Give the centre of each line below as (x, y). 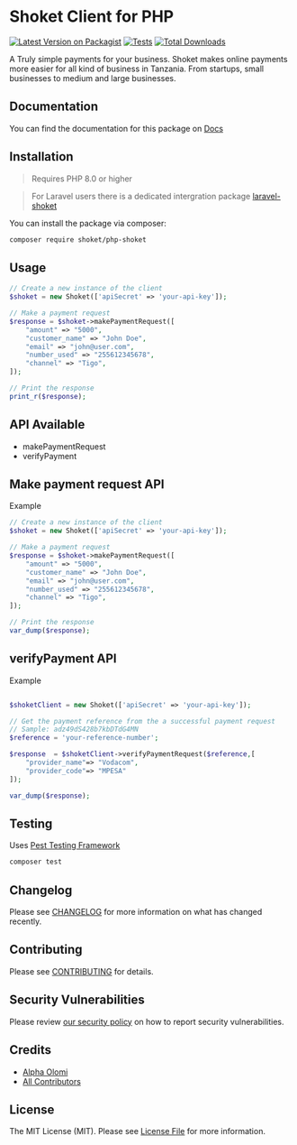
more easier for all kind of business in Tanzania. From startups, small (137, 69)
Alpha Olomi (45, 1072)
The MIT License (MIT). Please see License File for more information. (137, 1131)
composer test (36, 862)
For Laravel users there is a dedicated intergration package (141, 196)
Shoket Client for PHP (91, 17)
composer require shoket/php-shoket (78, 240)
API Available (47, 425)
